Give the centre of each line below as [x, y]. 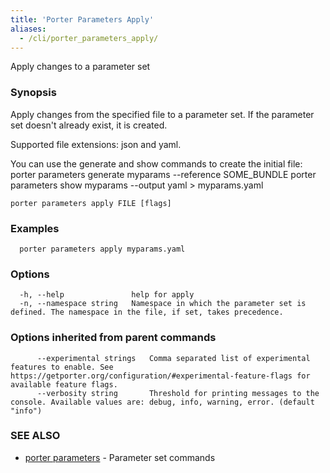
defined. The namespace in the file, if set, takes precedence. [147, 312]
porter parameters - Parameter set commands [120, 457]
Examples [35, 228]
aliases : [28, 29]
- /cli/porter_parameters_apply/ [89, 38]
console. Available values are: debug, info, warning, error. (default [162, 402]
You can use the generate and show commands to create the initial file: [156, 163]
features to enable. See [62, 367]
